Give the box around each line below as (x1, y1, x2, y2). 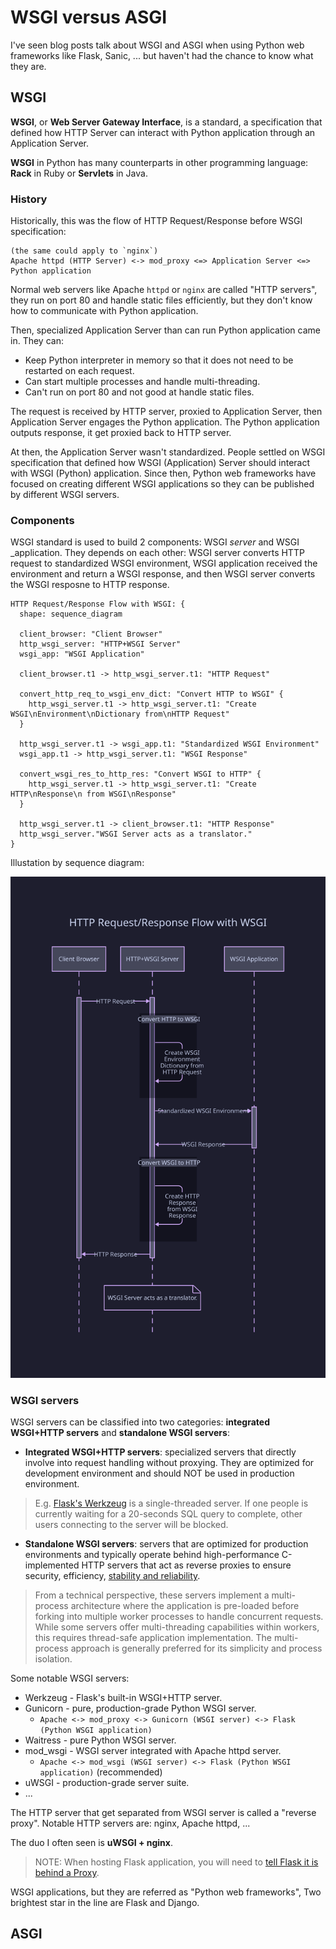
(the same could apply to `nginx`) (10, 246, 159, 256)
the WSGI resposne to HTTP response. (10, 579, 170, 591)
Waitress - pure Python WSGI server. (24, 1734, 177, 1746)
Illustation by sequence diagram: (10, 857, 145, 869)
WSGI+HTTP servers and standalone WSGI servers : (10, 1427, 230, 1439)
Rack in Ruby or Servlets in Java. (10, 167, 148, 179)
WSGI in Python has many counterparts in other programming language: (10, 156, 309, 168)
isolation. (34, 1653, 73, 1665)
